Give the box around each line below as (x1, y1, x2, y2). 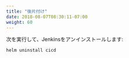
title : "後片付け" (6, 8, 48, 14)
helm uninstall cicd (6, 48, 57, 53)
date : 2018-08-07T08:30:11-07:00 (6, 14, 88, 20)
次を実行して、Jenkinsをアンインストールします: (6, 36, 124, 43)
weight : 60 (6, 19, 33, 25)
